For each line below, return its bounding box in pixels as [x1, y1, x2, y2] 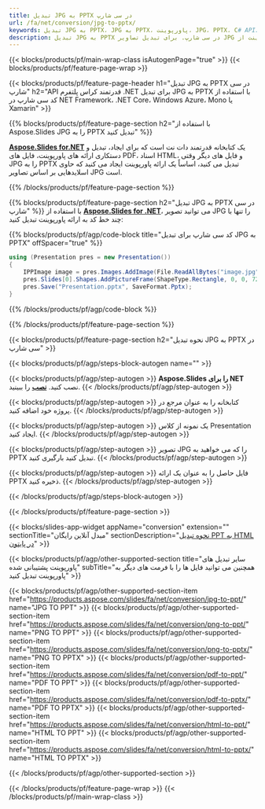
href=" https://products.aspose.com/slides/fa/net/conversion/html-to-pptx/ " [9, 745, 255, 754]
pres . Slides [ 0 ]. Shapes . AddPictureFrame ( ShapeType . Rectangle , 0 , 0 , [23, 275, 249, 283]
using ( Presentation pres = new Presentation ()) [9, 253, 171, 262]
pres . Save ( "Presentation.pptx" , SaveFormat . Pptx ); [23, 282, 193, 291]
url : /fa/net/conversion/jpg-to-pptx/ [9, 19, 136, 27]
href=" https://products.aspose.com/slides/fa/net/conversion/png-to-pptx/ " [9, 644, 253, 653]
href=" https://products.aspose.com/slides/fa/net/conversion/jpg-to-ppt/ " [9, 594, 247, 604]
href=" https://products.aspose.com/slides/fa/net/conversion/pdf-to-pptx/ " [9, 694, 252, 704]
